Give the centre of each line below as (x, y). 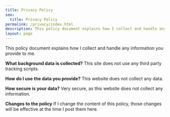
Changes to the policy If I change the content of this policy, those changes (83, 104)
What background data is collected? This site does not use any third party (83, 63)
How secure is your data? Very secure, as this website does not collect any (84, 89)
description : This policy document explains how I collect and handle (81, 29)
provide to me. (20, 53)
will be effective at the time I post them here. (52, 109)
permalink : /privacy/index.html (39, 24)
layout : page (19, 34)
